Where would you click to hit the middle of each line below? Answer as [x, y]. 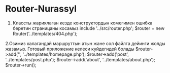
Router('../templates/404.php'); [45, 33]
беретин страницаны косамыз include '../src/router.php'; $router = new [89, 28]
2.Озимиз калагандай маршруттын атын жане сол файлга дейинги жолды [85, 43]
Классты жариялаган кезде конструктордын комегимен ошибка [82, 23]
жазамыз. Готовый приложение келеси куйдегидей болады [70, 49]
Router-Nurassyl [41, 9]
